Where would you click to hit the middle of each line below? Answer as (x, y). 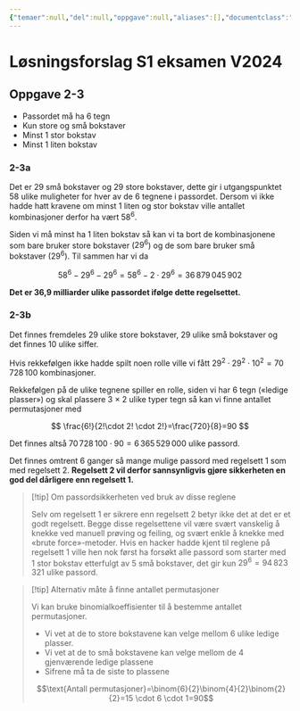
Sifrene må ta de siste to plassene (107, 672)
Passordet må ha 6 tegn (66, 116)
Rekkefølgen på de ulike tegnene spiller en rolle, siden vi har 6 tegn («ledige (149, 390)
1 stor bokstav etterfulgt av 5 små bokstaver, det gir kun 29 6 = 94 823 (159, 562)
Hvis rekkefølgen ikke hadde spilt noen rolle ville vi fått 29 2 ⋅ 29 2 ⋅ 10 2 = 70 (146, 362)
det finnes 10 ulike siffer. (54, 343)
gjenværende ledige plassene (99, 662)
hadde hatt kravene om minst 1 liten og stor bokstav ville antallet (127, 205)
